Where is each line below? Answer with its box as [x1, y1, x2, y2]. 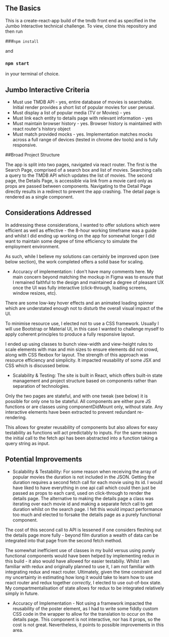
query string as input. [5, 440, 50, 446]
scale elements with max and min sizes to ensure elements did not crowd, [5, 346, 159, 352]
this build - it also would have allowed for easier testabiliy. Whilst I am [5, 558, 150, 564]
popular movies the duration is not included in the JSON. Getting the [12, 473, 155, 480]
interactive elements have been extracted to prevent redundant [5, 409, 136, 415]
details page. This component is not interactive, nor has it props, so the [12, 616, 161, 622]
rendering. [5, 414, 27, 420]
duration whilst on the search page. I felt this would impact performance [12, 506, 163, 512]
